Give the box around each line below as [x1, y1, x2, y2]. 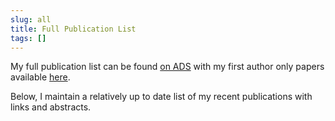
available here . [10, 71, 71, 83]
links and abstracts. [10, 101, 92, 113]
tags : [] [10, 33, 47, 43]
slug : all [10, 14, 52, 25]
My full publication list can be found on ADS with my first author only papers [10, 61, 325, 73]
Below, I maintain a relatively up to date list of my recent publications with [10, 91, 313, 103]
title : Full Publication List [10, 24, 137, 34]
